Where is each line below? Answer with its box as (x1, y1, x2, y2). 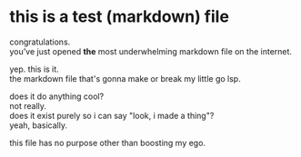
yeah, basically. (9, 120, 68, 131)
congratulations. (9, 36, 71, 47)
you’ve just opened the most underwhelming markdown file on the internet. (9, 45, 293, 56)
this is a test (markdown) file (9, 6, 230, 27)
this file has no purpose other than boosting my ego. (9, 137, 206, 148)
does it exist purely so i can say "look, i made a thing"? (9, 110, 215, 121)
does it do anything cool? (9, 91, 105, 102)
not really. (9, 100, 47, 111)
